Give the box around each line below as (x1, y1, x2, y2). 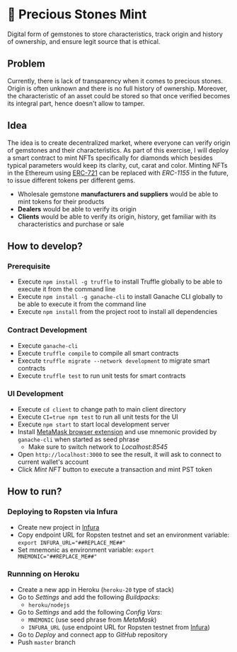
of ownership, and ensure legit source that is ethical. (7, 37, 161, 45)
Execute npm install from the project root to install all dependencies (17, 308, 218, 316)
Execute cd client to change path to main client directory (17, 404, 186, 413)
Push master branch (17, 638, 76, 646)
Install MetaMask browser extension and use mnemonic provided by (17, 427, 217, 436)
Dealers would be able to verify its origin (17, 204, 137, 213)
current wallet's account (17, 458, 89, 466)
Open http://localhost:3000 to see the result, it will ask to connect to (17, 450, 221, 458)
